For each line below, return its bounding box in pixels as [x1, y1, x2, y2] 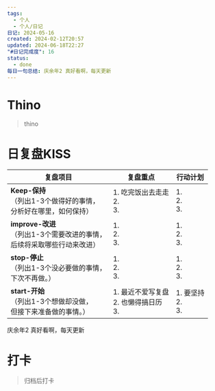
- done [13, 61, 32, 68]
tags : [7, 10, 23, 17]
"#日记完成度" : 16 [7, 49, 55, 56]
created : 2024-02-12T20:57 [7, 36, 84, 43]
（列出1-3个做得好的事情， [10, 197, 100, 206]
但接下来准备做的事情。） [10, 307, 90, 317]
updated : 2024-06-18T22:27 [7, 42, 84, 49]
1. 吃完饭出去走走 [112, 188, 170, 197]
